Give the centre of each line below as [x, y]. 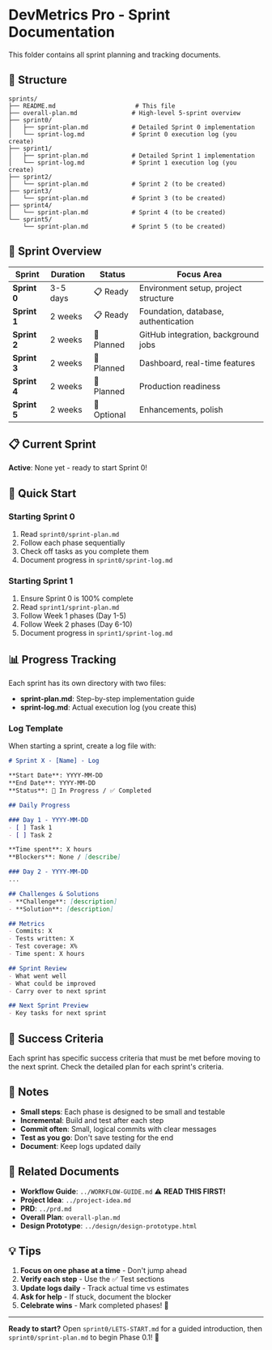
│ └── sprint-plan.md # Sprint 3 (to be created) [117, 198]
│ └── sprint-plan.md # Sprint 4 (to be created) [117, 212]
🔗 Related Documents [64, 1172]
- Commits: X [30, 931]
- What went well [38, 976]
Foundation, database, [181, 311]
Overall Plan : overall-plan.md [70, 1217]
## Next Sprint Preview [49, 1006]
